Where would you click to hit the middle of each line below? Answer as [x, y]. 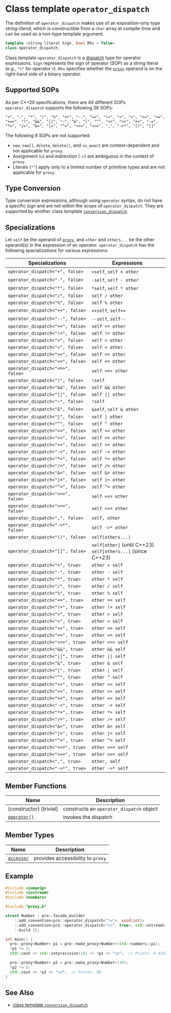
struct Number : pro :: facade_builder [45, 916]
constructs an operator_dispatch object [110, 809]
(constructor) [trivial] [33, 809]
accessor [18, 858]
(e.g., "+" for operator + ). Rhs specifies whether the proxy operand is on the [84, 68]
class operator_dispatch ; [33, 48]
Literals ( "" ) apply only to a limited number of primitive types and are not [89, 167]
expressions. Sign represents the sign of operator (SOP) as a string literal [82, 63]
